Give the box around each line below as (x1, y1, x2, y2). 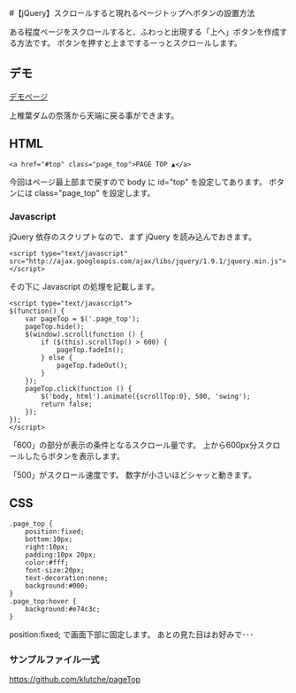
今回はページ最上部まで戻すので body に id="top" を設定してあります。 (9, 176, 268, 187)
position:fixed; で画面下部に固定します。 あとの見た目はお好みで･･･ (9, 628, 254, 640)
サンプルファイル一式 (9, 653, 100, 666)
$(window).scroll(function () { (25, 330, 144, 339)
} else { (41, 353, 73, 362)
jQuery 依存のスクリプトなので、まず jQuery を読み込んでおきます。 (9, 231, 256, 242)
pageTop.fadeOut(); (56, 361, 128, 370)
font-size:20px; (25, 565, 86, 574)
